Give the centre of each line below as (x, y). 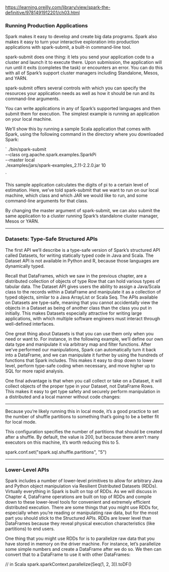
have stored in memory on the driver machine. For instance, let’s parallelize (83, 544)
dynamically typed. (25, 266)
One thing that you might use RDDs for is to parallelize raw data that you (80, 538)
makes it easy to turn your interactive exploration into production (72, 42)
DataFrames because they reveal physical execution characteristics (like (80, 523)
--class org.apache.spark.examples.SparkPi (51, 155)
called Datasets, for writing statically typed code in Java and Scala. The (79, 255)
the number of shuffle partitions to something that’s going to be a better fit (82, 416)
